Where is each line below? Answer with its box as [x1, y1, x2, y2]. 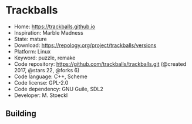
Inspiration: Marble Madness [14, 29, 83, 36]
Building [5, 109, 36, 119]
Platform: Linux [14, 48, 51, 55]
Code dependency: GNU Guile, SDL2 [14, 85, 103, 92]
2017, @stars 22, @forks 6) [14, 66, 80, 73]
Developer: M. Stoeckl [14, 92, 68, 99]
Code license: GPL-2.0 [14, 79, 69, 86]
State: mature [14, 35, 48, 42]
